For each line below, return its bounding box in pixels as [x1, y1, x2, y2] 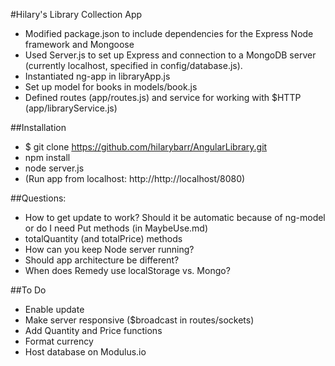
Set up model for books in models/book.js [24, 81, 198, 93]
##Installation [10, 122, 67, 133]
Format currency [24, 335, 94, 347]
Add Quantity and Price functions [24, 325, 163, 336]
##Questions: [10, 192, 67, 204]
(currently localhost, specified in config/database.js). [24, 60, 243, 71]
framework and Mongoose [24, 39, 135, 50]
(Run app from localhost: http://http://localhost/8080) [24, 173, 246, 184]
